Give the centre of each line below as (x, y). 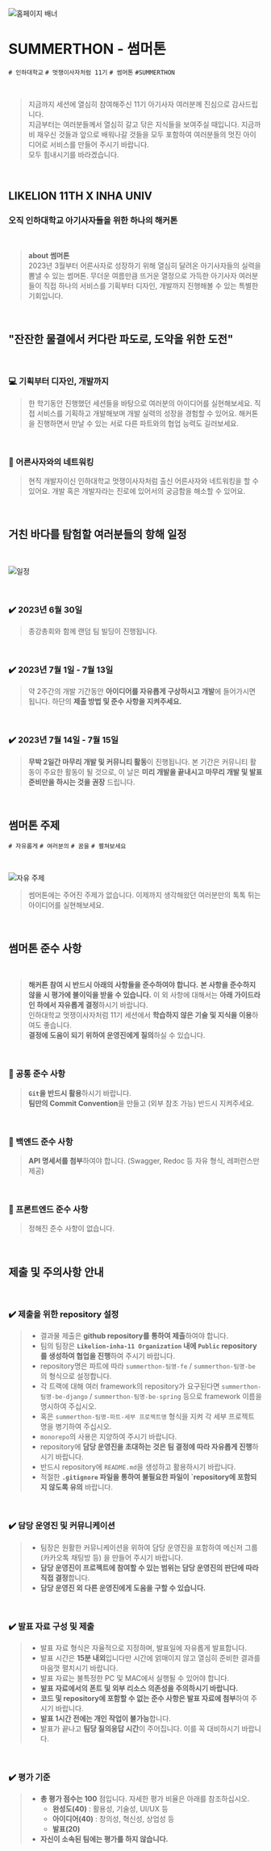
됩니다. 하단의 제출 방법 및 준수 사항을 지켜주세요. (105, 701)
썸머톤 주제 (34, 826)
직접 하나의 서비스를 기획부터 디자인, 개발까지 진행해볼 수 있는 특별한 (151, 286)
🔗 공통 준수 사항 (37, 1074)
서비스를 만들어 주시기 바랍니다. (99, 144)
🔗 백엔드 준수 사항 (41, 1142)
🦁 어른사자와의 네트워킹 (51, 462)
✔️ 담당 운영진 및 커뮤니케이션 (62, 1526)
